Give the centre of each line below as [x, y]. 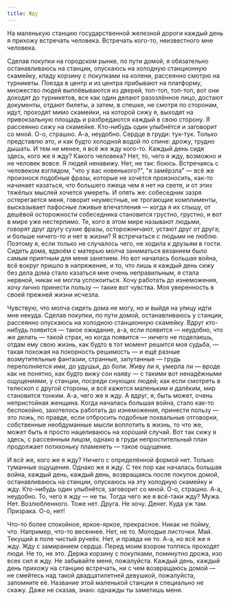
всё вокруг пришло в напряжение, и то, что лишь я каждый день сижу [111, 265]
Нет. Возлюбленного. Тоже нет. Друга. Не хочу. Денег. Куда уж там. [107, 503]
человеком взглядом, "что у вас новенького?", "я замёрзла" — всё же [111, 170]
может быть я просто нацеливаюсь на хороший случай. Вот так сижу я [112, 432]
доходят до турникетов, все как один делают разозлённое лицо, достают [115, 98]
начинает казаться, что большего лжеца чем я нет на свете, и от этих [110, 185]
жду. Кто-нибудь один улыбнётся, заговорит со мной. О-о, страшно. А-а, [115, 489]
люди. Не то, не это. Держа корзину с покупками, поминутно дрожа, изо [115, 553]
